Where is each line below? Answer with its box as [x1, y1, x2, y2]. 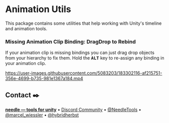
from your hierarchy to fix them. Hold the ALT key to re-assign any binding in [5, 55, 164, 61]
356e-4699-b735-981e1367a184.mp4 [5, 76, 83, 82]
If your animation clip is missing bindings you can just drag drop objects [5, 49, 155, 56]
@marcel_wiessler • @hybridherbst [5, 112, 79, 118]
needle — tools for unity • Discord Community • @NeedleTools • [5, 107, 141, 113]
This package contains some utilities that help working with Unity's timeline [5, 20, 162, 26]
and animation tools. [5, 25, 47, 31]
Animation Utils [5, 4, 72, 15]
